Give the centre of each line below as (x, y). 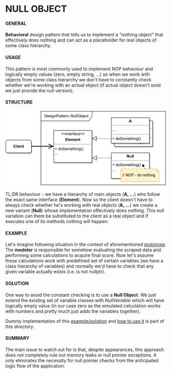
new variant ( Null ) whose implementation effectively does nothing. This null (85, 211)
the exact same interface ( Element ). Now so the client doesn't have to (79, 200)
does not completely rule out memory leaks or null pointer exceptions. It (81, 355)
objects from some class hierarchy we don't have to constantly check (78, 79)
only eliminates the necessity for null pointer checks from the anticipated (82, 360)
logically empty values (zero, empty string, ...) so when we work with (78, 74)
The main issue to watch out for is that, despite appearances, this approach (85, 349)
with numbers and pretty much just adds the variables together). (73, 311)
